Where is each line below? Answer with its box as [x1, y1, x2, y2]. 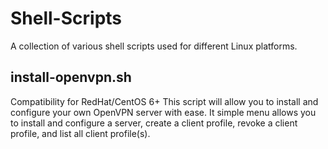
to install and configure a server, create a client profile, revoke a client [10, 117, 298, 129]
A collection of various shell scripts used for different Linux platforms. [10, 40, 298, 52]
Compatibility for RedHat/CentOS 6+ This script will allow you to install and [10, 95, 319, 107]
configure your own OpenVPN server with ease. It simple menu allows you [10, 106, 317, 118]
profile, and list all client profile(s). [10, 127, 151, 139]
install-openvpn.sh [10, 69, 132, 86]
